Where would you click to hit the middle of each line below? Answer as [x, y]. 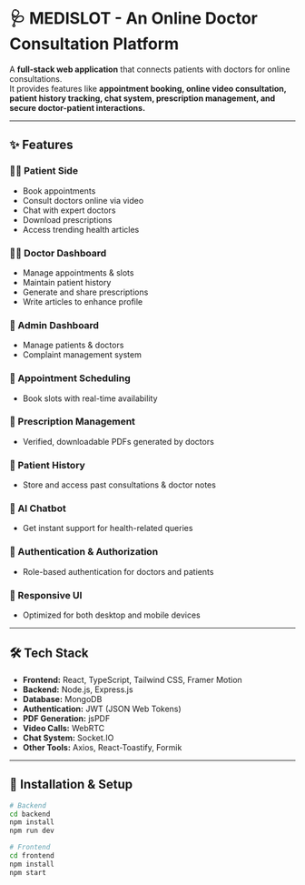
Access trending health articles [81, 229]
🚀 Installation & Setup [71, 784]
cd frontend [32, 856]
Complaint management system [82, 355]
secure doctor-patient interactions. [78, 107]
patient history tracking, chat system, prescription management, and [143, 98]
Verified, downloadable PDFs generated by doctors [118, 441]
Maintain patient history [67, 282]
